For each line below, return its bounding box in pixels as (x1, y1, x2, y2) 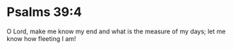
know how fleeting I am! (6, 34, 76, 42)
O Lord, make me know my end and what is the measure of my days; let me (6, 27, 226, 35)
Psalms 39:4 (6, 4, 83, 20)
